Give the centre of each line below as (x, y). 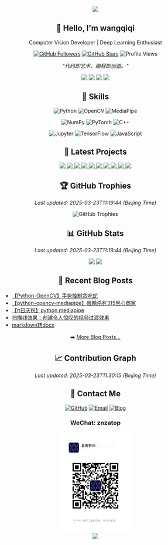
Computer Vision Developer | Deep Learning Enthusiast (95, 42)
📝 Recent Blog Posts (95, 281)
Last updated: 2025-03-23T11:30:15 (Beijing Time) (95, 375)
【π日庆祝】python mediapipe (48, 310)
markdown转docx (33, 325)
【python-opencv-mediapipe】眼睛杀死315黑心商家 (74, 303)
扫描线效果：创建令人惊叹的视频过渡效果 (60, 317)
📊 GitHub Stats (95, 233)
